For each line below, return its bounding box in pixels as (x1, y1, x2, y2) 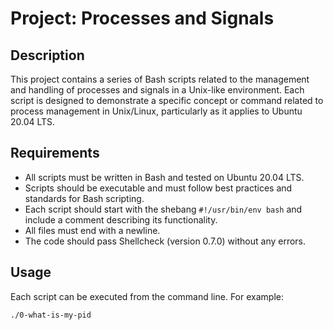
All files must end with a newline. (24, 224, 161, 236)
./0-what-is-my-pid (10, 310, 92, 320)
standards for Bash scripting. (24, 192, 145, 204)
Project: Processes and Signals (10, 7, 275, 30)
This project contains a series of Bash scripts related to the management (10, 73, 310, 85)
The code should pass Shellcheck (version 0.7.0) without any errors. (24, 235, 307, 247)
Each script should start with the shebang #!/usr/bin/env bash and (24, 203, 303, 215)
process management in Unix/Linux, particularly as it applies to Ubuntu (10, 105, 303, 117)
